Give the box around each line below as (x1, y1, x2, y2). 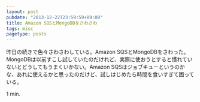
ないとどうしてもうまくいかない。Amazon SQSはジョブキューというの (6, 64, 180, 71)
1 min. (6, 91, 21, 98)
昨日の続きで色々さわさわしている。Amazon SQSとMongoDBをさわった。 (6, 49, 189, 56)
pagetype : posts (6, 31, 47, 37)
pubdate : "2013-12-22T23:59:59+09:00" (6, 14, 103, 20)
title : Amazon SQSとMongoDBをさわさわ (6, 20, 98, 26)
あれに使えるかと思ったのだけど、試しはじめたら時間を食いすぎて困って (16, 71, 195, 78)
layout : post (6, 8, 39, 15)
